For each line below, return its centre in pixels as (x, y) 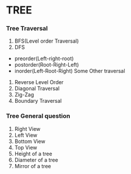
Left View (26, 135)
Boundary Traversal (38, 101)
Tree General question (38, 116)
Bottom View (30, 141)
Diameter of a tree (36, 160)
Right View (27, 128)
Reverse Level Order (39, 82)
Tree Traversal (27, 29)
